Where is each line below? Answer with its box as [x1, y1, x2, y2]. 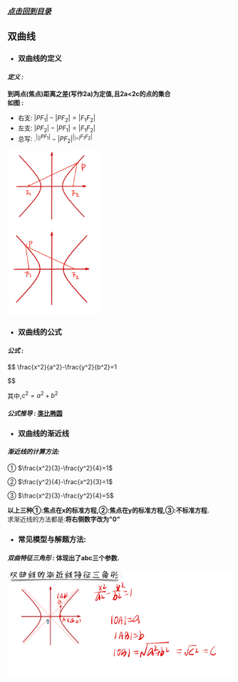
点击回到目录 [7, 6, 52, 16]
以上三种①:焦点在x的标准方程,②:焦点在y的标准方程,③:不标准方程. [7, 505, 209, 514]
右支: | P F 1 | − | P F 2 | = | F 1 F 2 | [17, 114, 96, 124]
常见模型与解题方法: [17, 534, 87, 544]
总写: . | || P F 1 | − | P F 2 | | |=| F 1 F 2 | [17, 133, 93, 145]
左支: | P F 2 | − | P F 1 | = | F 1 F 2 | [17, 124, 96, 135]
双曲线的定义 [17, 53, 62, 63]
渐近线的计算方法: [7, 447, 60, 456]
